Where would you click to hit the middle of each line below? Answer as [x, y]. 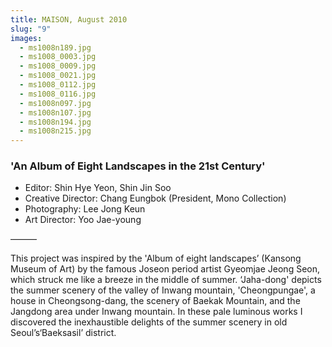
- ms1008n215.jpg [55, 131]
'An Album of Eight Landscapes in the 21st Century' [138, 166]
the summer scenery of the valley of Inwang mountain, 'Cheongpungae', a [163, 290]
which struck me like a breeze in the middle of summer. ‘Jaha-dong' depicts [166, 280]
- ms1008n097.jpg [55, 103]
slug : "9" [31, 29]
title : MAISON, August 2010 [69, 19]
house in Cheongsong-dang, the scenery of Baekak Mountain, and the [155, 301]
